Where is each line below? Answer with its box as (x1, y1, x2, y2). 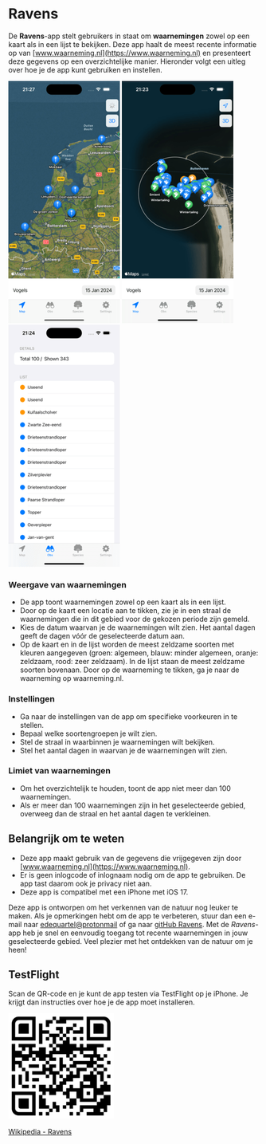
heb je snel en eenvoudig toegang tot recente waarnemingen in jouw (22, 928, 248, 938)
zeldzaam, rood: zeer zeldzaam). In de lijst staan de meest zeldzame (19, 657, 245, 666)
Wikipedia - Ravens (8, 1127, 72, 1137)
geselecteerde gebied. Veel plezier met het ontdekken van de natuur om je (8, 936, 253, 945)
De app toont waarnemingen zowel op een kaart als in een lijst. (19, 597, 227, 607)
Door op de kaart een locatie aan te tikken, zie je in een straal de (19, 606, 232, 615)
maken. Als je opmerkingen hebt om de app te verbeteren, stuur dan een (8, 910, 247, 921)
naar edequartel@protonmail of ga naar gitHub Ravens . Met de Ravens (23, 919, 256, 929)
